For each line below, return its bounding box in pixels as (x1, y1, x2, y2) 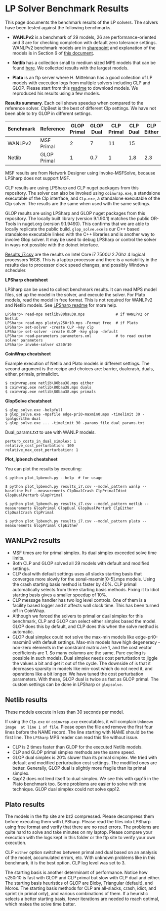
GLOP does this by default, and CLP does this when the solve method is (12, 623, 159, 629)
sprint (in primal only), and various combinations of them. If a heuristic (5, 891, 148, 897)
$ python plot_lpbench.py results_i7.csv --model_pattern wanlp (5, 484, 140, 489)
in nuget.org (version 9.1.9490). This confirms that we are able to (17, 221, 150, 227)
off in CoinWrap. (12, 608, 46, 614)
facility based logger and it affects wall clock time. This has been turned (12, 602, 159, 608)
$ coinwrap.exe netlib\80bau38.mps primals (5, 389, 96, 394)
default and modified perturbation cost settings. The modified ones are (12, 759, 157, 766)
